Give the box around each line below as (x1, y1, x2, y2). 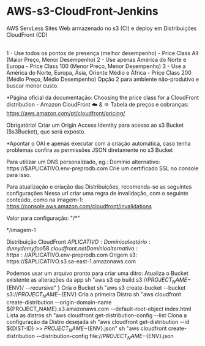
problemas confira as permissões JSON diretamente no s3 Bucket (6, 146, 173, 154)
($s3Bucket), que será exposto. (6, 127, 86, 135)
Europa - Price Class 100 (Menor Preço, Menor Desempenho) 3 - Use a (6, 62, 186, 70)
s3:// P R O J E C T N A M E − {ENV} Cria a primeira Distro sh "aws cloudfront (6, 290, 182, 299)
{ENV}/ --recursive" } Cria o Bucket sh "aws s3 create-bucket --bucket (6, 284, 186, 291)
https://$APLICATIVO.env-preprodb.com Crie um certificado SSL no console (6, 164, 199, 172)
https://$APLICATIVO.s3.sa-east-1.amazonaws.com (6, 257, 136, 265)
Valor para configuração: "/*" (6, 214, 81, 222)
